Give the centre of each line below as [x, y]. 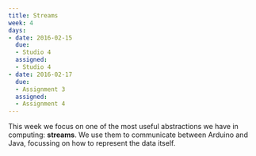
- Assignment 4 [40, 104]
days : [17, 30]
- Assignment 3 [40, 89]
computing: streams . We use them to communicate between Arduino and [128, 135]
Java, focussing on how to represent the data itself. [92, 143]
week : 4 [21, 23]
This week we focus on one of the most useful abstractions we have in [124, 127]
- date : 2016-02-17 [40, 74]
